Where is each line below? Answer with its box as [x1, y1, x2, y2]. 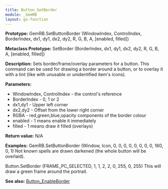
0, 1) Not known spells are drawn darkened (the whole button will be [5, 148, 146, 154]
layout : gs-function [5, 17, 49, 22]
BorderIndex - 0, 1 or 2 [12, 96, 59, 102]
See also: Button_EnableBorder [5, 178, 70, 184]
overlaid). [5, 153, 25, 159]
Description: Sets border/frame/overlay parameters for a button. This [5, 61, 149, 67]
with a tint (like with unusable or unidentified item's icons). [5, 72, 126, 78]
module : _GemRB [5, 12, 37, 17]
